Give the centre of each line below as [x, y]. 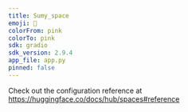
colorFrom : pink [35, 30]
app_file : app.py [37, 61]
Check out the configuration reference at [75, 90]
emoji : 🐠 [23, 23]
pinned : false [32, 68]
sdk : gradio [28, 46]
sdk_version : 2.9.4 [41, 53]
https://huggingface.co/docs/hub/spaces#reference [94, 99]
